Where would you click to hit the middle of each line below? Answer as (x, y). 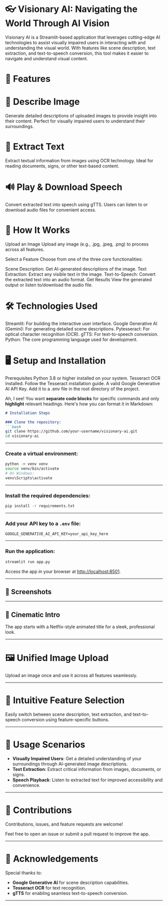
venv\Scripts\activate (29, 478)
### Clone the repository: (33, 422)
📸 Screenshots (28, 592)
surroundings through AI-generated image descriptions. (70, 764)
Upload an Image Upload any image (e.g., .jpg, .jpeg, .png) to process (77, 244)
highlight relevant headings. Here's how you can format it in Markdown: (79, 404)
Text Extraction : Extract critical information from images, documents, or (87, 769)
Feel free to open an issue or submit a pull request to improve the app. (77, 834)
